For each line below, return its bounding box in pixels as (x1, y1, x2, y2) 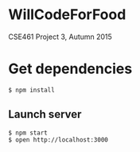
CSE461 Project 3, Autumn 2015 (8, 32, 113, 41)
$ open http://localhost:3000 (8, 135, 109, 144)
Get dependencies (8, 60, 133, 78)
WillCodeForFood (8, 6, 126, 24)
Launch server (8, 107, 82, 121)
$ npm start (8, 129, 48, 137)
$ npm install (8, 86, 56, 94)
